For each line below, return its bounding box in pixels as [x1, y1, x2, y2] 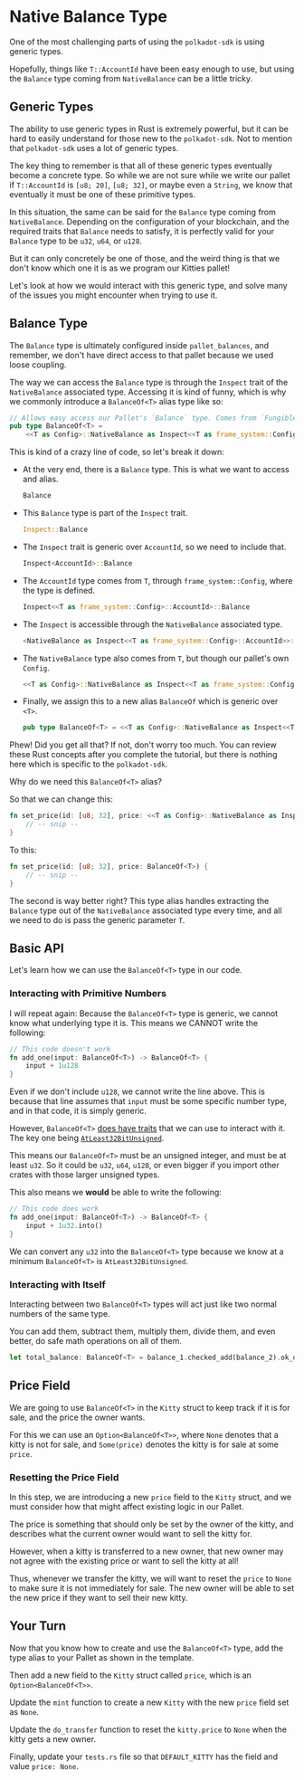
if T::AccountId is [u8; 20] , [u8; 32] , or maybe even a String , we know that [9, 179, 293, 190]
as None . [9, 1706, 39, 1717]
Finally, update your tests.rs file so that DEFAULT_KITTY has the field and [9, 1751, 279, 1762]
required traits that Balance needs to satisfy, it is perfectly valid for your [9, 225, 275, 236]
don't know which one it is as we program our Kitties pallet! [9, 262, 231, 273]
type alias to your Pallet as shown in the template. [9, 1651, 195, 1662]
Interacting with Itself [9, 1278, 106, 1290]
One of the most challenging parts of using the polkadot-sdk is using [9, 36, 265, 47]
